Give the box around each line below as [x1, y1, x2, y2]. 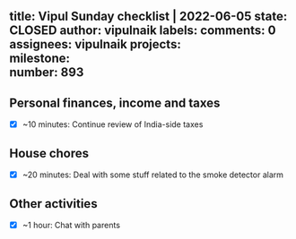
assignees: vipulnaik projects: [9, 37, 181, 52]
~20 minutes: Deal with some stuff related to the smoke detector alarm [22, 169, 284, 180]
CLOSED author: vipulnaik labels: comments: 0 [9, 23, 276, 38]
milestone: [9, 51, 70, 66]
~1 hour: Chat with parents [22, 219, 121, 230]
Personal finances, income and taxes [9, 95, 221, 110]
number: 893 [9, 64, 84, 81]
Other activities [9, 196, 98, 211]
